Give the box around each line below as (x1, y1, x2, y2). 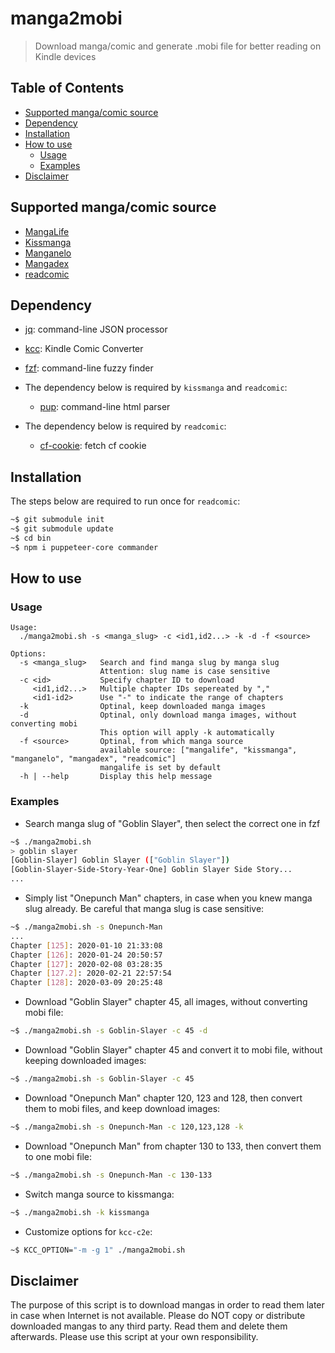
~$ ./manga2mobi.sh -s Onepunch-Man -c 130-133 (10, 1170, 213, 1180)
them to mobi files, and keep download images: (24, 1102, 221, 1114)
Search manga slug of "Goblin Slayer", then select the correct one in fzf (24, 817, 321, 829)
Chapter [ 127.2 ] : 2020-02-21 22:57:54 (10, 968, 172, 979)
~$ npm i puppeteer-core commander (10, 542, 159, 552)
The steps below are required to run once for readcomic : (10, 495, 241, 507)
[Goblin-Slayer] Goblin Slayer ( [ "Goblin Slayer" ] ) (10, 855, 230, 866)
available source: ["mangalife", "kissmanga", (99, 745, 298, 756)
